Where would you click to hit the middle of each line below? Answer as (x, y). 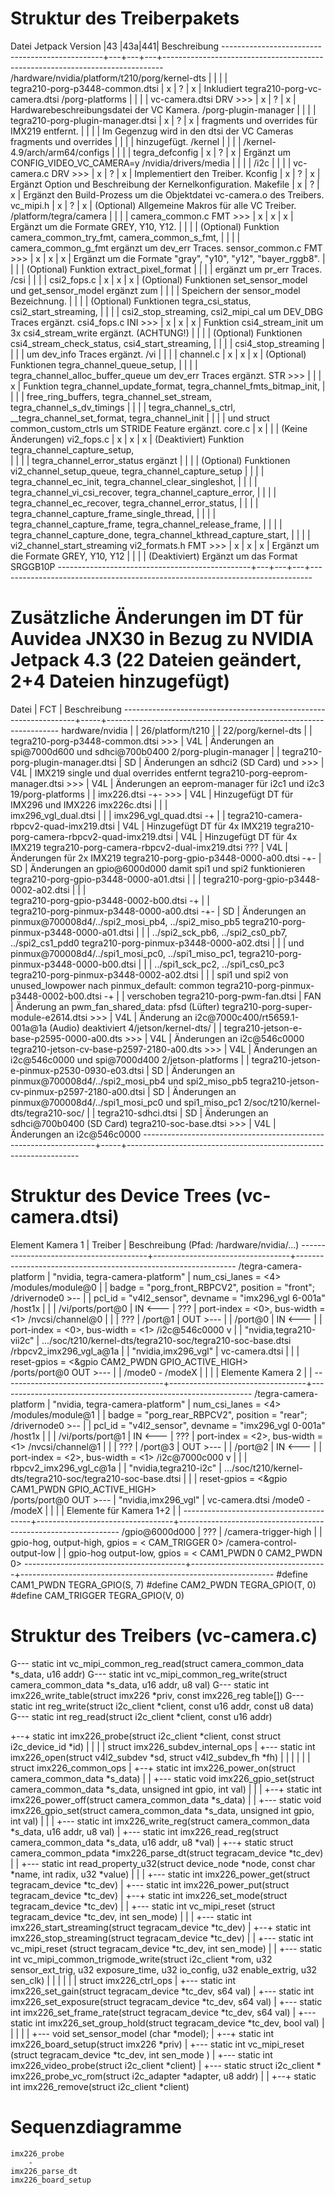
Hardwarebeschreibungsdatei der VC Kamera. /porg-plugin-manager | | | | (163, 109)
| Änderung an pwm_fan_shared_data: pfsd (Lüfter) (115, 1006)
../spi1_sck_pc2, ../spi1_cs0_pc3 (219, 964)
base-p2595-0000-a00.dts (66, 1038)
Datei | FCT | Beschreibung (66, 709)
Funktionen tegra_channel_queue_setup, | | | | (104, 364)
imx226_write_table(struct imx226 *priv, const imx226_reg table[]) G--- (157, 1695)
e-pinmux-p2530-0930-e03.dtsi (77, 1070)
